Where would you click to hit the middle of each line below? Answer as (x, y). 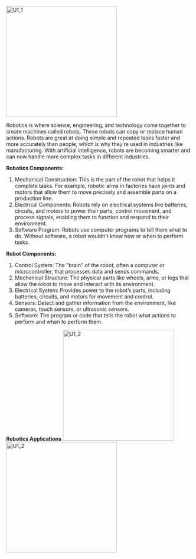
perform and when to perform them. (58, 322)
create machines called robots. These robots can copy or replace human (94, 131)
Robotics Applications (34, 439)
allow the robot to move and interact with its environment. (85, 284)
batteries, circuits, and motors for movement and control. (84, 297)
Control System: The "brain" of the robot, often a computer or (89, 265)
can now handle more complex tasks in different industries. (78, 157)
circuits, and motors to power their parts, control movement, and (93, 211)
